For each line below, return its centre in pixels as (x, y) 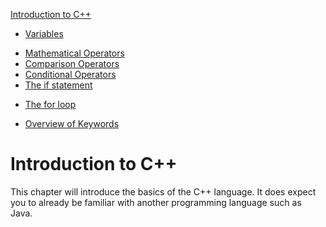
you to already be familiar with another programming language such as (156, 202)
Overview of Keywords (72, 123)
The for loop (50, 104)
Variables (44, 33)
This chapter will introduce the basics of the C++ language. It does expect (163, 191)
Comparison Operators (72, 63)
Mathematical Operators (74, 53)
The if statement (58, 85)
